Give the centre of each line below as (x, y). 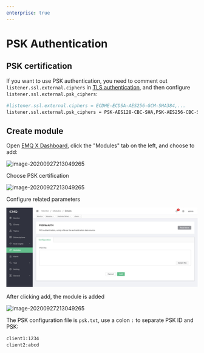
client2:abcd (23, 345)
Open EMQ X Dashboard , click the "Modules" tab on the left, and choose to (100, 145)
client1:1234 (23, 338)
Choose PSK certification (38, 176)
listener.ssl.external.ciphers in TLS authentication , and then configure (98, 87)
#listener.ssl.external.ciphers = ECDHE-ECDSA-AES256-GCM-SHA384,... (96, 106)
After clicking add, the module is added (56, 296)
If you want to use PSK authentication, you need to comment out (87, 81)
